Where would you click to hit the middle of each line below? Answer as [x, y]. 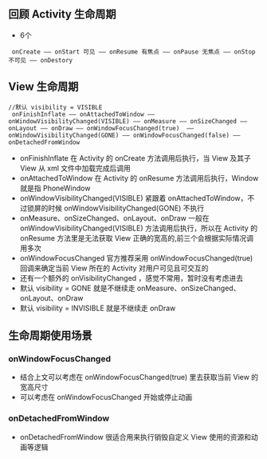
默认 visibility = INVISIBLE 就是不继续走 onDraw [98, 308]
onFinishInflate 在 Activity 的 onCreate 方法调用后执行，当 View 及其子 [135, 158]
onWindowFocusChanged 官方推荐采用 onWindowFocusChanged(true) [136, 257]
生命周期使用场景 [50, 335]
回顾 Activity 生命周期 [62, 14]
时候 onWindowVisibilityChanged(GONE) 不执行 [126, 208]
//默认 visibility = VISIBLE [55, 107]
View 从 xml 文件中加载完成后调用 [75, 168]
